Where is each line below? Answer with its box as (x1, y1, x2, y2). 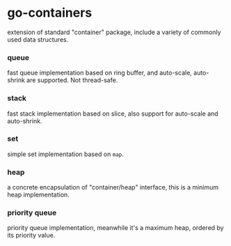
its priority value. (7, 231, 56, 240)
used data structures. (7, 35, 69, 43)
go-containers (7, 5, 93, 21)
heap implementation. (7, 190, 70, 199)
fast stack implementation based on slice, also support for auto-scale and (7, 109, 218, 118)
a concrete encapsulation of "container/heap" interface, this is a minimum (7, 183, 219, 192)
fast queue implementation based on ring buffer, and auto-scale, (7, 68, 193, 77)
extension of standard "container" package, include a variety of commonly (7, 28, 221, 36)
